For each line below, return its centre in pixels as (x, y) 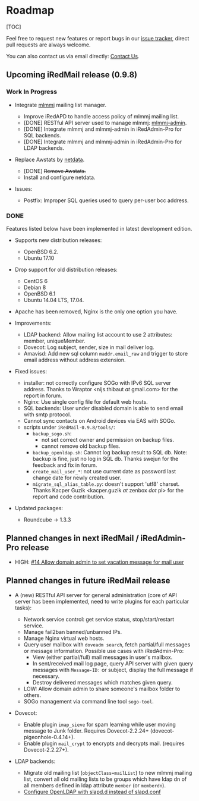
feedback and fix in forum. (65, 465)
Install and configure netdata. (59, 177)
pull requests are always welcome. (48, 45)
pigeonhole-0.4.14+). (49, 737)
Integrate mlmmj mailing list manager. (61, 105)
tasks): (23, 608)
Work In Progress (32, 92)
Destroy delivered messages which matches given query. (103, 682)
